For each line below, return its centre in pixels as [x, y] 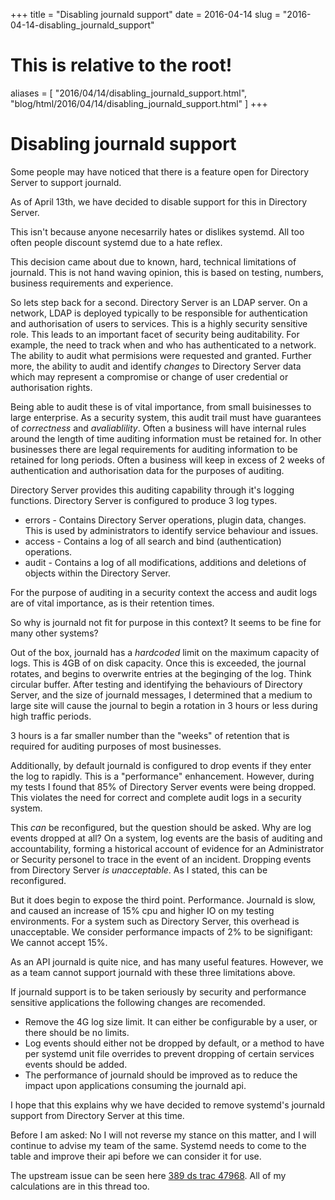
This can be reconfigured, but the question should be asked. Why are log [161, 827]
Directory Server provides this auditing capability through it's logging [152, 490]
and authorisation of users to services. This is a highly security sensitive [159, 323]
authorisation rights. [51, 387]
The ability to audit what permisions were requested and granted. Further [161, 355]
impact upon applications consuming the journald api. [135, 1085]
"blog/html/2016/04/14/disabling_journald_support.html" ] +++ [139, 103]
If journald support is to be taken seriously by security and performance [158, 991]
